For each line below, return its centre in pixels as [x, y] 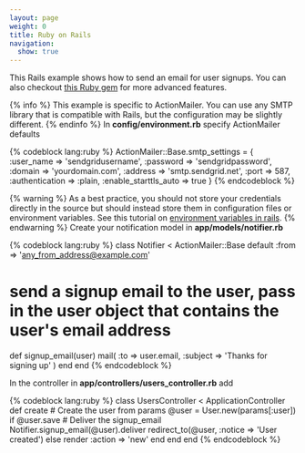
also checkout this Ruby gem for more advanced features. [118, 88]
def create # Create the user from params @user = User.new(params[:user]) [153, 410]
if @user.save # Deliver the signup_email [86, 420]
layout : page [34, 18]
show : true [38, 52]
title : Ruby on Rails [51, 35]
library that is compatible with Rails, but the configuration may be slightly [146, 115]
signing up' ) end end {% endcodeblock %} [91, 365]
